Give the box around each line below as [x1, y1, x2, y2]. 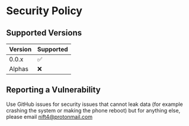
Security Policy [6, 4, 83, 18]
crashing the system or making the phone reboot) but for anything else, [6, 106, 181, 114]
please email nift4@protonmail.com [6, 113, 93, 120]
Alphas [9, 65, 28, 73]
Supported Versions [6, 28, 82, 38]
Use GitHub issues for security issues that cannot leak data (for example [6, 101, 184, 108]
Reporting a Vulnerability [6, 85, 101, 95]
